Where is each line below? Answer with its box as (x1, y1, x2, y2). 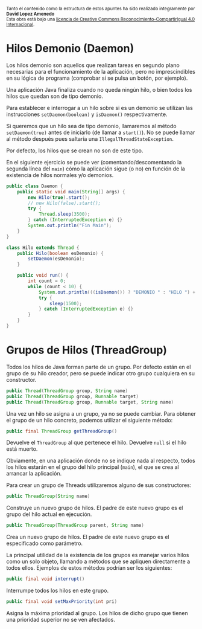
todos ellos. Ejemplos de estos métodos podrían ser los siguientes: (6, 564, 172, 572)
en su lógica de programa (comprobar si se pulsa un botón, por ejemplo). (6, 74, 188, 82)
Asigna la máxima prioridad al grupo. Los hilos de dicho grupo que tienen (6, 609, 188, 616)
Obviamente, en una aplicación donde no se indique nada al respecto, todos (6, 457, 195, 465)
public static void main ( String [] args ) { (17, 189, 125, 195)
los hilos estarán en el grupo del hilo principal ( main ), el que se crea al (6, 463, 179, 471)
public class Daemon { (6, 183, 63, 189)
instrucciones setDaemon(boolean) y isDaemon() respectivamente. (6, 111, 168, 118)
